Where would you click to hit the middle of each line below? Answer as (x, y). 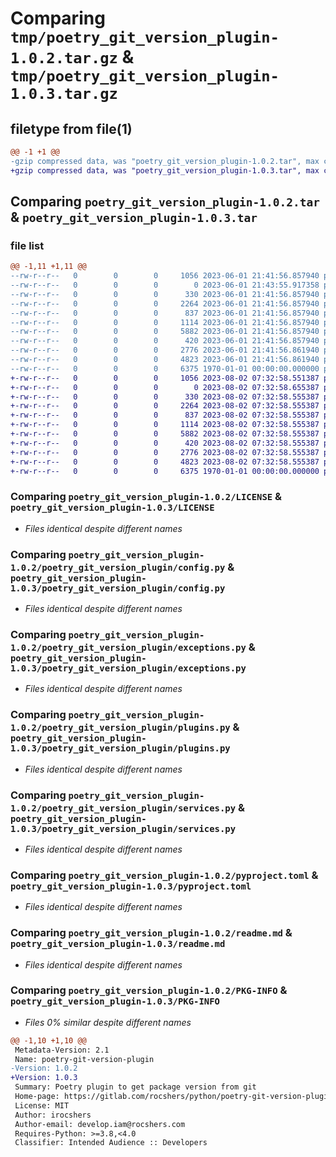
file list (27, 245)
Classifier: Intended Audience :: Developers (111, 1143)
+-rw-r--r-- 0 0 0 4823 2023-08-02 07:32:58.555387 (165, 462)
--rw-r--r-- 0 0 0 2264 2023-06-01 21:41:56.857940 (165, 303)
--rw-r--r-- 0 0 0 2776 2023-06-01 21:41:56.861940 (165, 350)
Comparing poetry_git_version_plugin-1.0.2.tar (165, 202)
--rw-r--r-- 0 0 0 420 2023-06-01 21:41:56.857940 (165, 341)
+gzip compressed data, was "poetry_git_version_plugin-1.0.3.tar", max (165, 170)
